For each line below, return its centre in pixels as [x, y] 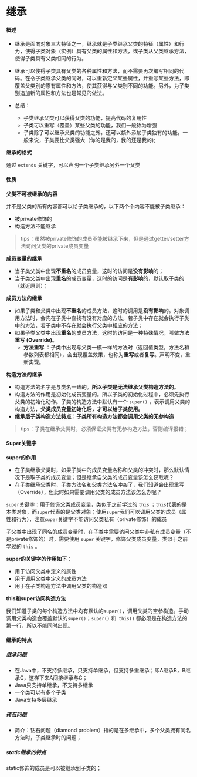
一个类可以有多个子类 [40, 692]
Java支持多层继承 [36, 700]
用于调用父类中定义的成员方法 [50, 578]
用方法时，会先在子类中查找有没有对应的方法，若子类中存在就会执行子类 [102, 318]
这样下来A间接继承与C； [58, 678]
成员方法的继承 [24, 298]
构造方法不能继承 [35, 226]
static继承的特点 [26, 752]
